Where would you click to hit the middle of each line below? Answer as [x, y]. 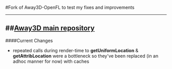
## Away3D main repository [50, 28]
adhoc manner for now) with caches [51, 61]
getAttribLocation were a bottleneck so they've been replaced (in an [85, 56]
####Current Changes [29, 40]
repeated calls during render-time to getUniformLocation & [76, 50]
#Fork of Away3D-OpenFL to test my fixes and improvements [70, 7]
